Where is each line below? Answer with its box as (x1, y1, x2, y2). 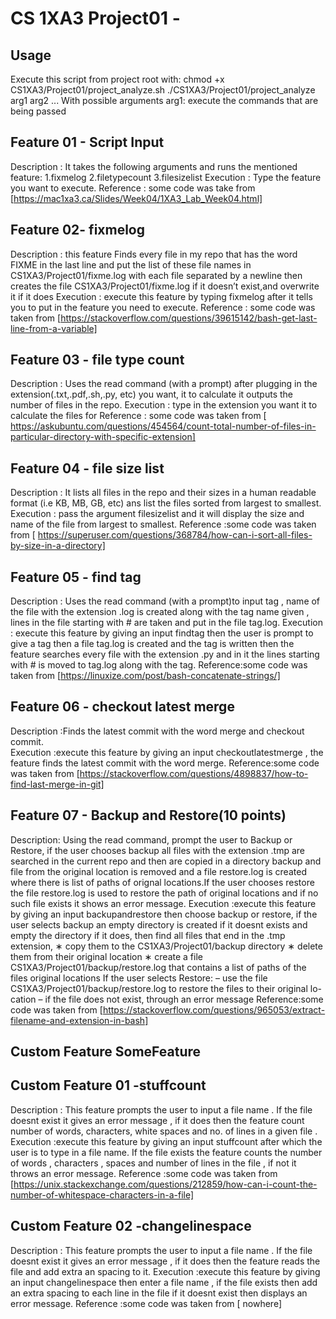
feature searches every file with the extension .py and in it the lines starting (10, 648, 320, 661)
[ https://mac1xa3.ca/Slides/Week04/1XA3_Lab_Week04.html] (10, 192, 263, 204)
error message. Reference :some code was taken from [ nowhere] (10, 1297, 283, 1309)
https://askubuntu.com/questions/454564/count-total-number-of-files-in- (10, 420, 317, 432)
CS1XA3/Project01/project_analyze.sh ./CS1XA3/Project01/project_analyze (10, 84, 316, 96)
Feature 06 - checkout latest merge (10, 698, 235, 716)
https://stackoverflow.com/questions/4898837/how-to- (79, 767, 309, 779)
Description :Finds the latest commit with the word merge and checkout (10, 725, 305, 737)
